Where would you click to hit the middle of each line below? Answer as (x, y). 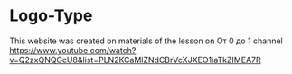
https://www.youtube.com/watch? (73, 50)
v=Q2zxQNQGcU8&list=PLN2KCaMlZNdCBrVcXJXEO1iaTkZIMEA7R (135, 60)
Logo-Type (51, 16)
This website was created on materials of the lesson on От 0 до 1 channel (146, 41)
